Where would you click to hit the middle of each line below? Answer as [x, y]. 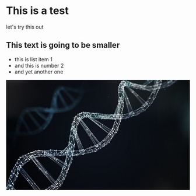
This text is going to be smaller [63, 45]
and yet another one [39, 72]
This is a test [37, 11]
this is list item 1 [33, 59]
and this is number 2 [39, 65]
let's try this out [25, 27]
